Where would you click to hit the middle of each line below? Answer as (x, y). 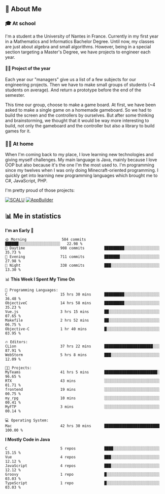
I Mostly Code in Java (28, 439)
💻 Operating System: (27, 420)
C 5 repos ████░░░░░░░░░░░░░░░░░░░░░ (82, 449)
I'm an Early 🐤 (19, 230)
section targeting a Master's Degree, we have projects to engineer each (78, 52)
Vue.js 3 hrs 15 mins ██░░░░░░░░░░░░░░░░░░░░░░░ (82, 312)
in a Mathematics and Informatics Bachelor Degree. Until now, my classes (80, 41)
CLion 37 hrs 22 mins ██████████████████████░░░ (82, 346)
